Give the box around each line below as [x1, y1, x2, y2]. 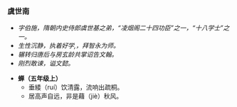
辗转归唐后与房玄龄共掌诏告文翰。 [17, 50, 118, 59]
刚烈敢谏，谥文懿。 [17, 59, 75, 68]
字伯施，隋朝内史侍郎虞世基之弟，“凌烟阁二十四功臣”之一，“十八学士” [17, 23, 223, 33]
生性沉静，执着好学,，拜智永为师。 [17, 41, 120, 50]
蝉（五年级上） [17, 74, 62, 83]
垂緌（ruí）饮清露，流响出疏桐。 [28, 83, 124, 91]
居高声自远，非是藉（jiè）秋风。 [28, 92, 123, 101]
